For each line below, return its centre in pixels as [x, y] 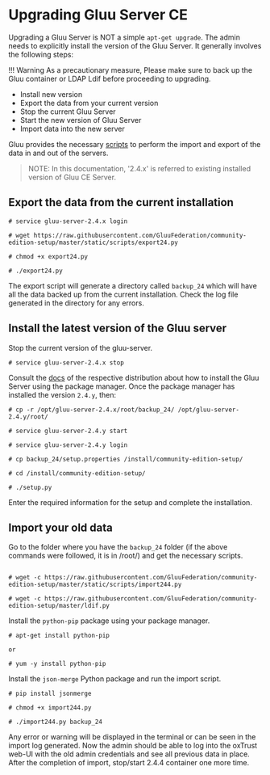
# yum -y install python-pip [57, 664]
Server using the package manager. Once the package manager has [122, 386]
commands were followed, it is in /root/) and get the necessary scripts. [126, 556]
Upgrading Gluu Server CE [98, 15]
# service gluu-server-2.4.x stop [66, 362]
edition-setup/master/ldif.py [59, 606]
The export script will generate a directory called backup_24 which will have [133, 285]
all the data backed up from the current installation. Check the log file [123, 294]
